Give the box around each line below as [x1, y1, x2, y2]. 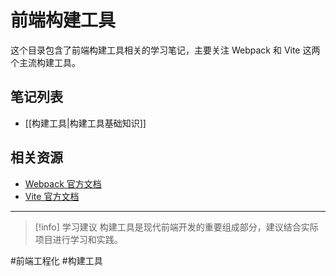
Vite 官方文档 [24, 190, 80, 202]
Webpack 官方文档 [24, 177, 102, 190]
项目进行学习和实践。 [34, 233, 123, 245]
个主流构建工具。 [10, 56, 81, 68]
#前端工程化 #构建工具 [10, 254, 103, 266]
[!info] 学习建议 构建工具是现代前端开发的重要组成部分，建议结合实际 [34, 221, 319, 233]
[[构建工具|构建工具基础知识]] [24, 117, 147, 129]
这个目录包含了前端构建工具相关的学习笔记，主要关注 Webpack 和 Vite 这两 [10, 44, 321, 56]
